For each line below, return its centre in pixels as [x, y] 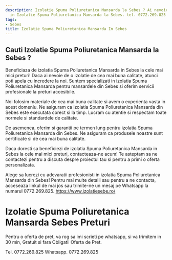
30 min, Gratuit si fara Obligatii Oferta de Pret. [54, 242]
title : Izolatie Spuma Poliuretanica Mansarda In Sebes [66, 29]
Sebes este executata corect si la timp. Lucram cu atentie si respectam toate [86, 112]
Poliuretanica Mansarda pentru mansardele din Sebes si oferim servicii [80, 86]
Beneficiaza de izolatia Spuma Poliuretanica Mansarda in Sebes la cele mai [84, 70]
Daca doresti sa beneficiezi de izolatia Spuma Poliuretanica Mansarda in [81, 148]
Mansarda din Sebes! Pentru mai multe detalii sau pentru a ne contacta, [81, 180]
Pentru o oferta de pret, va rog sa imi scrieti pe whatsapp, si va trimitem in [83, 237]
